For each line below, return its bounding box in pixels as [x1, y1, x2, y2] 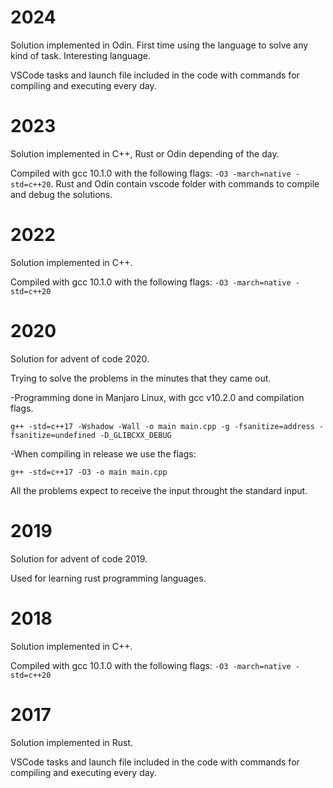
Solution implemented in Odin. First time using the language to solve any [10, 39, 309, 51]
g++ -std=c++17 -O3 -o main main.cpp [10, 467, 168, 477]
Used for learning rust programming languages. [10, 572, 207, 584]
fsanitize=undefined [10, 430, 97, 440]
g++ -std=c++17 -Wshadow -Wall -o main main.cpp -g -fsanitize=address [10, 421, 315, 431]
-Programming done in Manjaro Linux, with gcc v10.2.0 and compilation [10, 391, 305, 403]
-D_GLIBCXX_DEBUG [99, 430, 172, 440]
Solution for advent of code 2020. [10, 352, 150, 365]
